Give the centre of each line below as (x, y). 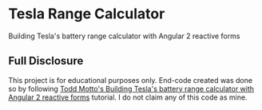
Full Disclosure (46, 61)
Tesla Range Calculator (87, 14)
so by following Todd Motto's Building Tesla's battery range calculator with (131, 88)
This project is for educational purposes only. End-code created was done (131, 80)
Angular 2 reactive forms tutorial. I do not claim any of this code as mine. (128, 97)
